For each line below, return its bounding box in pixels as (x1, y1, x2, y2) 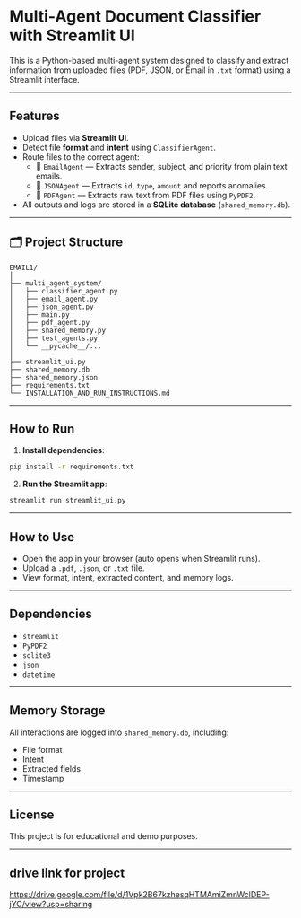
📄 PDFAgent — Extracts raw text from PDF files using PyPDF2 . (35, 189, 256, 200)
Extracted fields (21, 763, 82, 774)
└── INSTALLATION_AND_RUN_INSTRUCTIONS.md (9, 389, 170, 398)
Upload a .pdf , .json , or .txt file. (21, 563, 145, 573)
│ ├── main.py (9, 310, 70, 319)
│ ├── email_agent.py (9, 294, 99, 303)
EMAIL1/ (9, 263, 39, 272)
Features (9, 109, 60, 124)
